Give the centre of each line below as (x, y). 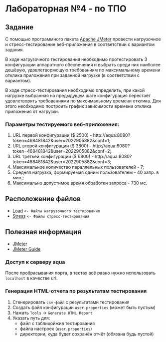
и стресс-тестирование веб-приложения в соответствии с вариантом (80, 44)
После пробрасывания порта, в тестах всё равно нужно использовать (81, 273)
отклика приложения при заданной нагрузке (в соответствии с (72, 75)
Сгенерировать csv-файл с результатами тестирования (71, 302)
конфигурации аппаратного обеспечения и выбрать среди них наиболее (83, 65)
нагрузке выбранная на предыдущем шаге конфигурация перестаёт (78, 96)
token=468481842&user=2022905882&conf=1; (61, 141)
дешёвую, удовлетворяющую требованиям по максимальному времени (83, 70)
